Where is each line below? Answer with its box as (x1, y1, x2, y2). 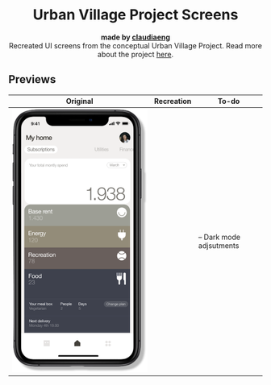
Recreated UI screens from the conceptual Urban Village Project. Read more (9, 40, 262, 50)
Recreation (154, 97, 192, 106)
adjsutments (198, 240, 240, 250)
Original (65, 97, 94, 106)
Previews (8, 72, 56, 86)
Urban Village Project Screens (32, 6, 239, 24)
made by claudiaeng (100, 32, 171, 42)
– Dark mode (198, 232, 240, 242)
